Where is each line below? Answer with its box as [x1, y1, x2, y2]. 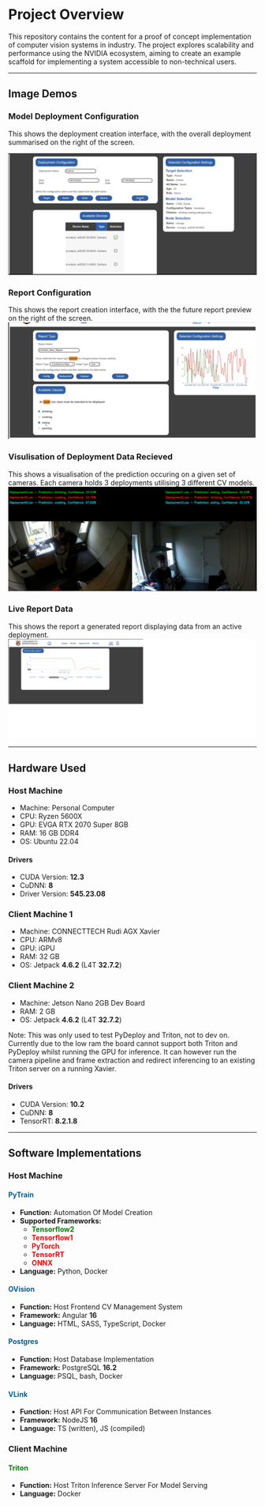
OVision [8, 1285, 35, 1294]
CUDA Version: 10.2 [19, 1099, 85, 1108]
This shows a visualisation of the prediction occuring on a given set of [8, 469, 236, 479]
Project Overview [8, 6, 125, 24]
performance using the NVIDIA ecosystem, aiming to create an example [8, 48, 241, 58]
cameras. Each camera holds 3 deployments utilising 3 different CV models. [8, 477, 255, 487]
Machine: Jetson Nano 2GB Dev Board [19, 998, 146, 1007]
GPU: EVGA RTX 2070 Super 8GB [19, 820, 129, 829]
